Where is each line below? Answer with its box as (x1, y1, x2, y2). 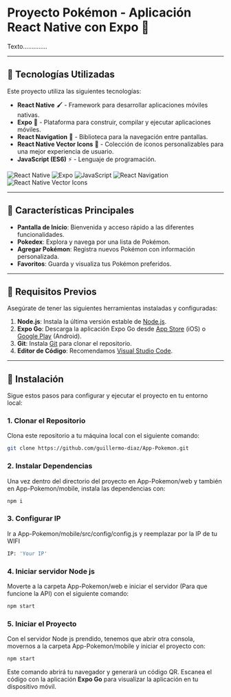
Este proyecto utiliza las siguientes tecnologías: (7, 87, 142, 95)
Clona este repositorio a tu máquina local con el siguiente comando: (7, 432, 200, 440)
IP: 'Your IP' (7, 550, 48, 557)
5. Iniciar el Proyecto (7, 618, 77, 628)
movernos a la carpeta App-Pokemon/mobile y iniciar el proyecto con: (7, 642, 206, 650)
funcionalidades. (16, 230, 65, 238)
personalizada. (16, 252, 60, 260)
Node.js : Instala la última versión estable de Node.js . (16, 318, 167, 326)
